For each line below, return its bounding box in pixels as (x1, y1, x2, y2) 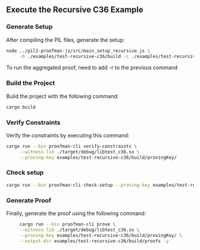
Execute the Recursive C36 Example (6, 5, 144, 15)
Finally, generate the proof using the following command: (6, 210, 146, 217)
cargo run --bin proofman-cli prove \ (19, 221, 116, 227)
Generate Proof (6, 196, 52, 205)
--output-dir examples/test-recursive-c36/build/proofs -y (19, 238, 169, 244)
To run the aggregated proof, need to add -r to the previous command (6, 64, 178, 71)
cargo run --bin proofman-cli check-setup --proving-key (6, 182, 151, 188)
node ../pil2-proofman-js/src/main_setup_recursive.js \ (6, 48, 151, 54)
